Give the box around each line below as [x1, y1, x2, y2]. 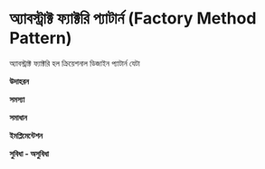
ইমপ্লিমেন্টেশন [9, 130, 43, 141]
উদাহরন [9, 76, 30, 87]
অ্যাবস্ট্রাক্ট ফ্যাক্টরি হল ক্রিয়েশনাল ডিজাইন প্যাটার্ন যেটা [9, 58, 140, 69]
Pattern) [9, 28, 72, 49]
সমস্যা [9, 94, 25, 105]
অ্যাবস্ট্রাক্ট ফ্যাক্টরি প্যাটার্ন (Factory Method [9, 8, 257, 29]
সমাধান [9, 112, 27, 123]
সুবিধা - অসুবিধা [9, 148, 50, 159]
